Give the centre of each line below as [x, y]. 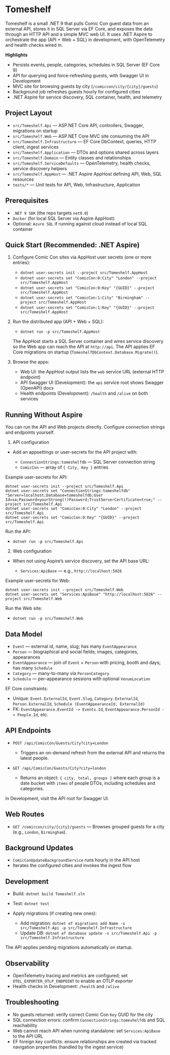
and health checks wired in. [34, 45]
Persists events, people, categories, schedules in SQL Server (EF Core [86, 65]
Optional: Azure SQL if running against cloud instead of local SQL [80, 223]
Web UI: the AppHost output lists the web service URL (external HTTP [92, 372]
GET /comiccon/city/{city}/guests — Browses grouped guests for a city [89, 826]
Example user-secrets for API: [37, 477]
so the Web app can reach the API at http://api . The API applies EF [84, 347]
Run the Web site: [24, 609]
